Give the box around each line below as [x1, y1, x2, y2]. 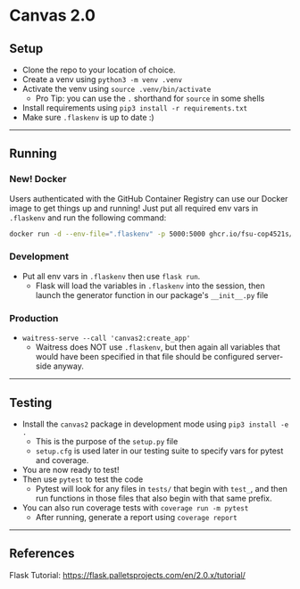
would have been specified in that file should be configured [35, 352, 254, 362]
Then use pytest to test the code [21, 474, 144, 485]
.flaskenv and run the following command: [9, 212, 167, 223]
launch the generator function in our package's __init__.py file [35, 289, 269, 300]
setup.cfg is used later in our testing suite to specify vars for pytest [35, 445, 284, 456]
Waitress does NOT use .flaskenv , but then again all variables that [35, 342, 281, 353]
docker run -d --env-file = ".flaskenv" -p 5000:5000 [9, 229, 205, 238]
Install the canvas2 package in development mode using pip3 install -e [21, 419, 289, 429]
